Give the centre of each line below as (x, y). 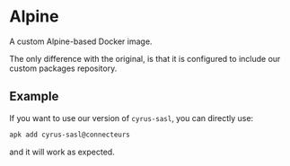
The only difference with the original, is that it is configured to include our (145, 58)
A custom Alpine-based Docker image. (81, 41)
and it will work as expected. (62, 152)
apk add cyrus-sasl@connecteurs (70, 135)
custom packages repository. (63, 68)
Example (34, 96)
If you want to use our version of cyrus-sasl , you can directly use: (132, 118)
